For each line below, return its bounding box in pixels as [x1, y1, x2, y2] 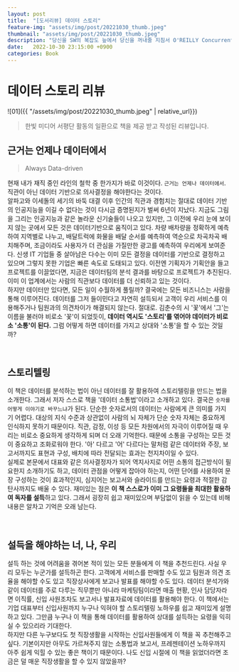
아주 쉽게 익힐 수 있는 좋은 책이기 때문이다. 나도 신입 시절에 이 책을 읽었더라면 [7, 649, 222, 657]
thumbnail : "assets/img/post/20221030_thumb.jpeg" [7, 30, 161, 38]
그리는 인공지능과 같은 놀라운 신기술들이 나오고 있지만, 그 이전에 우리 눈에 [14, 214, 218, 223]
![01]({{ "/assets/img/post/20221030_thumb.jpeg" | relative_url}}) [7, 107, 198, 115]
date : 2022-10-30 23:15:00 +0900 [7, 43, 113, 51]
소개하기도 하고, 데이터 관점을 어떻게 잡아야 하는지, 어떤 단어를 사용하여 [26, 467, 224, 476]
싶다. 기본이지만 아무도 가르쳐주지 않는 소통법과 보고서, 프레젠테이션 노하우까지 [7, 639, 226, 648]
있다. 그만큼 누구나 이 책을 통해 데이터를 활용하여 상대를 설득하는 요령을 [20, 613, 218, 621]
